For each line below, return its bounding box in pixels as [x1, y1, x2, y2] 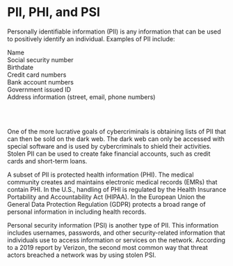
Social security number [7, 55, 74, 64]
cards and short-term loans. [7, 156, 88, 165]
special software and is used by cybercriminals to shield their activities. [7, 142, 212, 150]
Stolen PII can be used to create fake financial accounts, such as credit [7, 149, 211, 158]
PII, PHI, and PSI [7, 4, 101, 20]
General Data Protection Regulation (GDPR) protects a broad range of [7, 200, 207, 208]
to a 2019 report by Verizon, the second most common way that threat [7, 243, 209, 251]
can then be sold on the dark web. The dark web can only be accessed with [7, 134, 225, 143]
